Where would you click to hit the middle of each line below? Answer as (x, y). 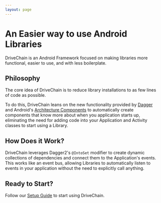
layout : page (18, 10)
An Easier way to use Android (66, 34)
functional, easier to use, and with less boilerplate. (56, 63)
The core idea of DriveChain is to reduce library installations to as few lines (81, 90)
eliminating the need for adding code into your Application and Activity (76, 120)
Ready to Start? (29, 184)
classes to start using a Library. (37, 126)
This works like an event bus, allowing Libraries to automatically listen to (78, 163)
